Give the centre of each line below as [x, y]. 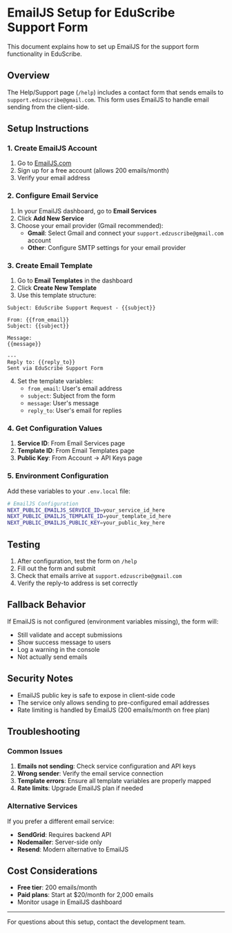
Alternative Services [42, 806]
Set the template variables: [55, 381]
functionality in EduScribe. [45, 54]
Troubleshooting [44, 731]
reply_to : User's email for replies [75, 411]
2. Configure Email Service [53, 196]
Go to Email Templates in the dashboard [75, 280]
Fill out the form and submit [56, 568]
